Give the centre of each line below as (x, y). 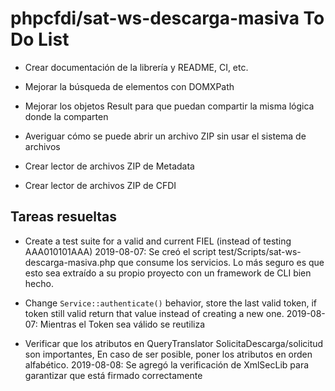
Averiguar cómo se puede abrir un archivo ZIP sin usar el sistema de (165, 136)
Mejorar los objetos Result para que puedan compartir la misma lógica (169, 106)
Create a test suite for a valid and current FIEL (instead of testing (158, 241)
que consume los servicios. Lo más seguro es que (221, 262)
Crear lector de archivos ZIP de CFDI (100, 185)
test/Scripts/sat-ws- (260, 251)
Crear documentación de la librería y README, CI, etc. (136, 67)
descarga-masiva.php (70, 262)
